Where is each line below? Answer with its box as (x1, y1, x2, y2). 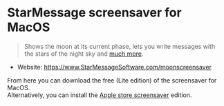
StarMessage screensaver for (7, 5, 182, 21)
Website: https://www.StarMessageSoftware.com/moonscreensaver (17, 63, 212, 71)
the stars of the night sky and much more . (24, 50, 144, 58)
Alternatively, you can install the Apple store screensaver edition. (7, 91, 192, 99)
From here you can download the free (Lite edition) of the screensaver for (7, 76, 217, 84)
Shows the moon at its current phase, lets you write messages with (24, 42, 216, 50)
